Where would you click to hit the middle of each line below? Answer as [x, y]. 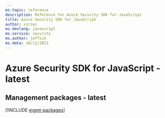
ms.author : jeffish [26, 39]
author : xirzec [21, 24]
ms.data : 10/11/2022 [27, 43]
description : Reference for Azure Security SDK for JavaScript [74, 15]
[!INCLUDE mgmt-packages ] [35, 110]
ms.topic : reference [27, 10]
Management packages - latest [56, 98]
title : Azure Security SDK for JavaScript [51, 19]
